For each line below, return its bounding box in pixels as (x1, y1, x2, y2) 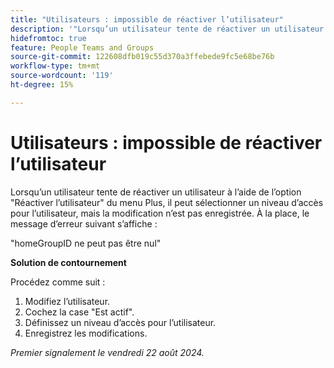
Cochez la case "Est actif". (24, 306, 135, 318)
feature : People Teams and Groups (10, 42, 155, 53)
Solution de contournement (10, 256, 127, 268)
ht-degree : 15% (10, 80, 74, 90)
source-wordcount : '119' (10, 71, 114, 81)
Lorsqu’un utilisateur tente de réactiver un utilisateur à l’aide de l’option (10, 186, 302, 198)
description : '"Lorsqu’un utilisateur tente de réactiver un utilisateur (10, 24, 325, 34)
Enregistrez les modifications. (24, 327, 148, 339)
